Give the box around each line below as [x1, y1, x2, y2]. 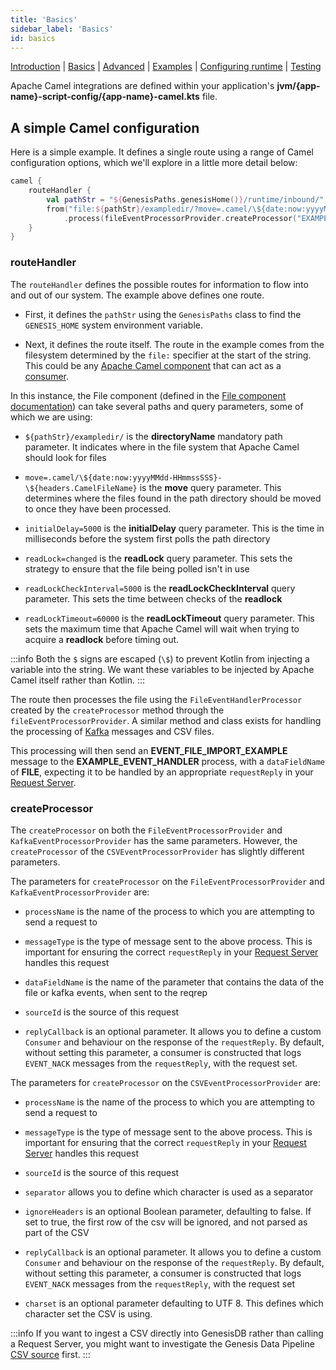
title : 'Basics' [10, 14, 78, 25]
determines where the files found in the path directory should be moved [24, 492, 322, 504]
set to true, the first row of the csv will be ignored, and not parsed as [24, 1216, 308, 1228]
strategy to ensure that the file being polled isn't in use [24, 562, 250, 575]
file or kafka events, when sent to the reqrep [24, 986, 208, 998]
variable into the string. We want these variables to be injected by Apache [10, 663, 315, 675]
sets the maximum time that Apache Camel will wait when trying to [24, 622, 300, 635]
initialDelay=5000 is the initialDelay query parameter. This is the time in [24, 522, 325, 534]
